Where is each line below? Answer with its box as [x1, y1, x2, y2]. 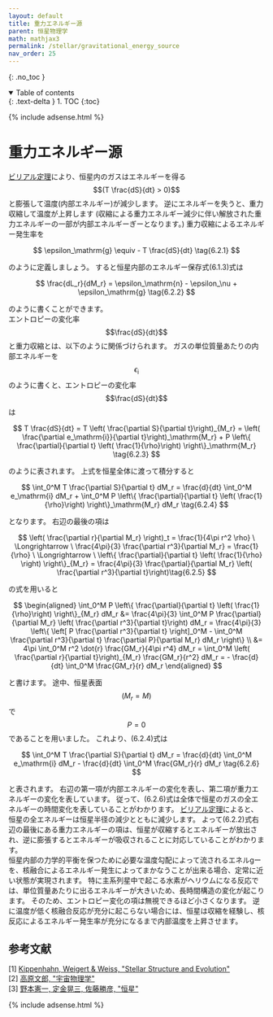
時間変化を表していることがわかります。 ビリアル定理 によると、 [43, 804, 258, 814]
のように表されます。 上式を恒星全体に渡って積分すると [8, 465, 195, 476]
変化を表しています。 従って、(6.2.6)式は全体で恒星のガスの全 [43, 794, 252, 804]
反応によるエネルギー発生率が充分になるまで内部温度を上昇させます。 [8, 916, 243, 926]
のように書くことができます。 [8, 303, 108, 313]
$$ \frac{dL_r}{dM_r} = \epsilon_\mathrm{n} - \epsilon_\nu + [35, 278, 238, 288]
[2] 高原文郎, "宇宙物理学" [8, 974, 95, 984]
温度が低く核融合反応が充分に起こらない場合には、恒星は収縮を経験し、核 [15, 906, 265, 915]
